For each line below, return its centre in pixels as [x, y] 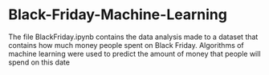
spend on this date [39, 62]
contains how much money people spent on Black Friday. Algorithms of [126, 45]
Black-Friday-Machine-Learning [118, 15]
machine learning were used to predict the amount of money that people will [134, 53]
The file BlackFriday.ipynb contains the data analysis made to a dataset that [133, 37]
